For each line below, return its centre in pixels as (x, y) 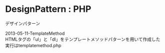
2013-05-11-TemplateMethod (35, 33)
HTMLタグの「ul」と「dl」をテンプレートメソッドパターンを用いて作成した (83, 39)
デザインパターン (23, 23)
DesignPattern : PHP (48, 9)
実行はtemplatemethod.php (33, 45)
